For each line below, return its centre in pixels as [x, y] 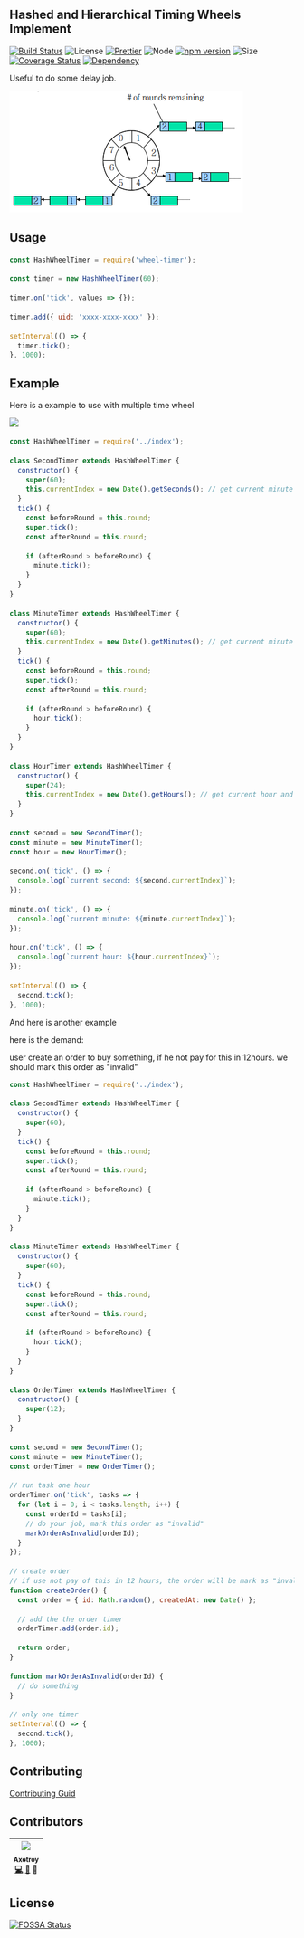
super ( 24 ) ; [46, 785]
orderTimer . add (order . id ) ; [68, 1628]
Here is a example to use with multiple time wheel [102, 406]
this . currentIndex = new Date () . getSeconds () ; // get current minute [160, 489]
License [32, 1903]
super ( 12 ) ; [46, 1409]
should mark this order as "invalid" [74, 1066]
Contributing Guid [43, 1793]
